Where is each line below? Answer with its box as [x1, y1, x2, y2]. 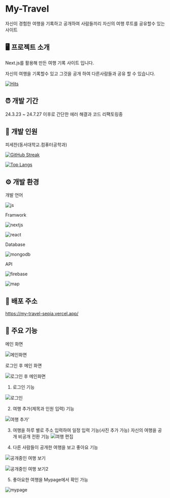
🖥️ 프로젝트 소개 [5, 43, 50, 52]
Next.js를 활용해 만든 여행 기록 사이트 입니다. [5, 59, 94, 66]
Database [5, 241, 25, 247]
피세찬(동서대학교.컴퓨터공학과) [5, 141, 67, 148]
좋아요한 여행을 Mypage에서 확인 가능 [12, 476, 88, 482]
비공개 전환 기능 [18, 433, 50, 439]
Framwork [5, 212, 27, 218]
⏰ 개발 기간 [5, 97, 39, 105]
